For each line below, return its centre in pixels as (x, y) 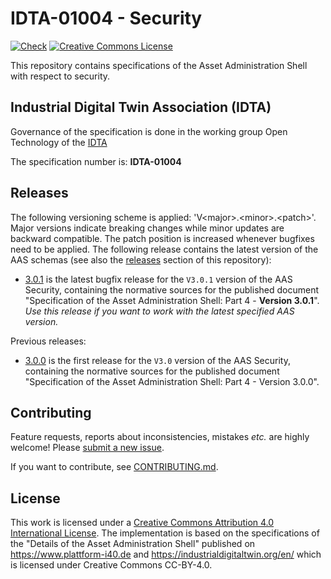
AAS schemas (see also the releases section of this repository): (141, 259)
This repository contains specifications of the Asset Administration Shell (159, 65)
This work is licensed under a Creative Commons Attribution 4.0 (142, 523)
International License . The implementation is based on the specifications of (165, 533)
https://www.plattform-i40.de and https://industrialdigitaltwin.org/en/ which (166, 554)
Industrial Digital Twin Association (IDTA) (141, 107)
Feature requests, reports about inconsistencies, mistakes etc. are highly (160, 437)
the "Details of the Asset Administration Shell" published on (133, 544)
